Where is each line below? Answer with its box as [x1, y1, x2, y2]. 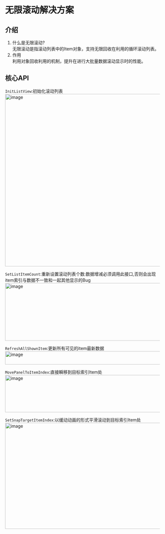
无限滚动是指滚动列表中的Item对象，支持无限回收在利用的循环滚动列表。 [12, 46, 159, 52]
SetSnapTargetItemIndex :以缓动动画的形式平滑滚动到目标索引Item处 [5, 417, 141, 422]
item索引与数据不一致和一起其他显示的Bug [5, 277, 91, 283]
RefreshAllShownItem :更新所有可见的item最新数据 [5, 345, 105, 351]
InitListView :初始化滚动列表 [5, 88, 63, 94]
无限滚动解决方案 [5, 4, 75, 16]
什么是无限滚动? [12, 40, 45, 45]
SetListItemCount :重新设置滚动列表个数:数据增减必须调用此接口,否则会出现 [5, 271, 156, 277]
